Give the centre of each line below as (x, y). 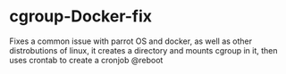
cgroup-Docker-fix (81, 16)
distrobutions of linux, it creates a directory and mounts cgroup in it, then (144, 50)
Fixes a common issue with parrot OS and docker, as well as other (131, 41)
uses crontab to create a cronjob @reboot (86, 60)
